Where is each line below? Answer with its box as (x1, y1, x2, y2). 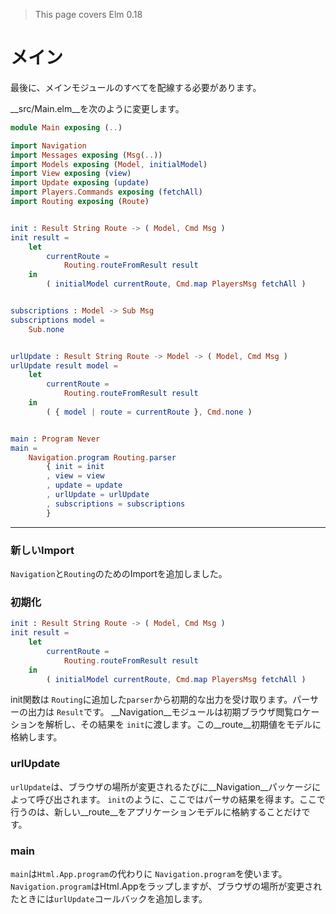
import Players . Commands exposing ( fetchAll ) (10, 187, 203, 198)
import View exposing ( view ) (10, 169, 132, 179)
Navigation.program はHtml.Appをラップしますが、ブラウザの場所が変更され (10, 880, 323, 892)
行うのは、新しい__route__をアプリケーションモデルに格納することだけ (10, 805, 302, 818)
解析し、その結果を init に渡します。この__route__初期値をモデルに (44, 719, 322, 731)
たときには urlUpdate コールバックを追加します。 (10, 893, 208, 904)
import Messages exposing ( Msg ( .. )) (10, 150, 163, 160)
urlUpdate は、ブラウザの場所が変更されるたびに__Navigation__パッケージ (10, 780, 313, 793)
